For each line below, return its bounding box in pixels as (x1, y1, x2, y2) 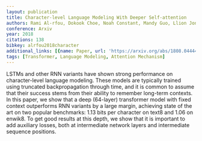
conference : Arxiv (6, 25, 52, 32)
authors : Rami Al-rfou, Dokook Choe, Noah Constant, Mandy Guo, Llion (6, 20, 187, 26)
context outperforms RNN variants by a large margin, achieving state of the (6, 102, 192, 109)
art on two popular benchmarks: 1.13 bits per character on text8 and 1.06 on (6, 108, 194, 116)
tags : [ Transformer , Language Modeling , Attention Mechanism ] (6, 54, 165, 60)
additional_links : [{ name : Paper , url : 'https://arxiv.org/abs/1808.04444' (6, 48, 200, 54)
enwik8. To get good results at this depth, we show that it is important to (6, 115, 185, 122)
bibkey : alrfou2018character (6, 43, 79, 49)
